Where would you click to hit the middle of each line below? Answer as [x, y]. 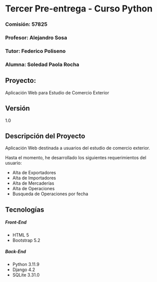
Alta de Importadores [34, 178]
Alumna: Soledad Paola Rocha [42, 64]
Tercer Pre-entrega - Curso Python [79, 9]
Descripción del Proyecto [45, 136]
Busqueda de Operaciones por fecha [50, 194]
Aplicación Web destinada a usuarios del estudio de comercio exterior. [78, 148]
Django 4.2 [24, 270]
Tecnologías [25, 209]
